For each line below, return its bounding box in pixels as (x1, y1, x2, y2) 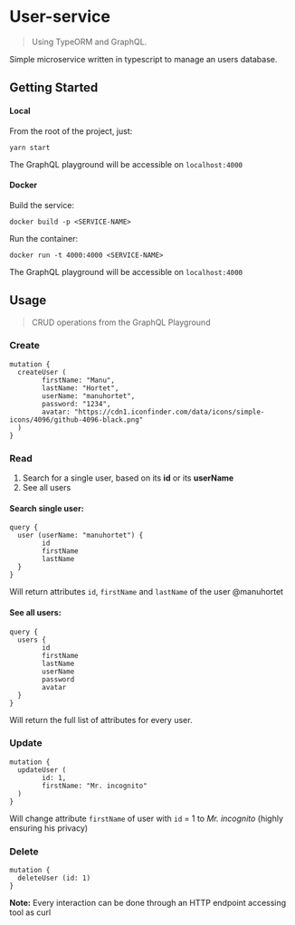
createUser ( (17, 367, 67, 377)
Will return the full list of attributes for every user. (9, 714, 193, 725)
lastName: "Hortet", (42, 383, 119, 393)
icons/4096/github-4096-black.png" (9, 415, 144, 424)
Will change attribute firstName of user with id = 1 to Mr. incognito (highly (9, 813, 283, 824)
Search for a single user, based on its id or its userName (22, 472, 234, 483)
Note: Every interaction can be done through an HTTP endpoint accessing (9, 898, 287, 909)
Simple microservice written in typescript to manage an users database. (9, 53, 278, 64)
